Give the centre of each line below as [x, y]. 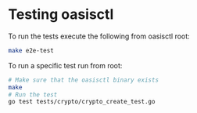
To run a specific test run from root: [65, 65]
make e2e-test [31, 50]
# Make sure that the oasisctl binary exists [83, 80]
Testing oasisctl [61, 15]
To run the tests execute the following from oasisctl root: [99, 36]
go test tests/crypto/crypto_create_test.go [82, 102]
